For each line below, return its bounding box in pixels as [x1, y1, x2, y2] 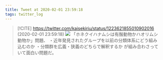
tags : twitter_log [5, 12, 43, 17]
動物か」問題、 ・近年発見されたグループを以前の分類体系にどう [17, 37, 149, 43]
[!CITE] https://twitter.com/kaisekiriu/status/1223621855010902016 [17, 25, 155, 31]
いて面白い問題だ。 [17, 50, 56, 56]
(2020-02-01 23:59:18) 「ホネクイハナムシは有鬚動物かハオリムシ [17, 31, 159, 37]
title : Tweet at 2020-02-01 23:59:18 [5, 7, 83, 12]
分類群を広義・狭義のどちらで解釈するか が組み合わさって [40, 43, 159, 49]
